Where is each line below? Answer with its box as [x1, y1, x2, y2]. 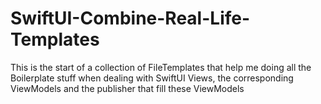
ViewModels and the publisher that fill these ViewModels [10, 82, 245, 94]
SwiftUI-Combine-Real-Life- [10, 7, 251, 30]
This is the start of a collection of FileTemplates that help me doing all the [10, 61, 312, 73]
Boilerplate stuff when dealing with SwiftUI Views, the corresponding [10, 72, 294, 84]
